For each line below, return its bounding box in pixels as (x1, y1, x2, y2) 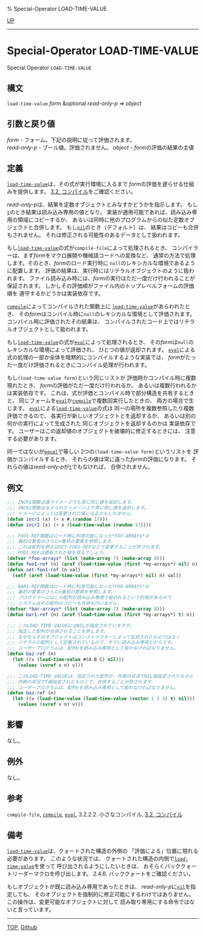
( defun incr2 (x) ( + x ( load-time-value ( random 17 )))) (7, 522, 151, 528)
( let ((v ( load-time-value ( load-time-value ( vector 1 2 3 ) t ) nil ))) (12, 696, 195, 702)
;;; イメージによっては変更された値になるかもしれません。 (7, 510, 136, 516)
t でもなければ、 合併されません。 (69, 463, 153, 471)
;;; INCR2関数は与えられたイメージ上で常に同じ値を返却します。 (7, 505, 149, 511)
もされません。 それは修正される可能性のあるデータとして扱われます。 (7, 231, 183, 239)
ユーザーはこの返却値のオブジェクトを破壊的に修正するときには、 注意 (18, 427, 196, 435)
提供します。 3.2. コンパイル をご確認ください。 (17, 188, 136, 195)
